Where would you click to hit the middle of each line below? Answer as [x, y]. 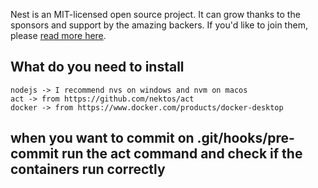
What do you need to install [97, 67]
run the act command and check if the [182, 154]
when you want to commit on [102, 138]
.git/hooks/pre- [245, 138]
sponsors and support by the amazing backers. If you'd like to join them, [159, 25]
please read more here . [58, 35]
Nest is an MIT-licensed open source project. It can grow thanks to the [155, 14]
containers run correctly [88, 169]
